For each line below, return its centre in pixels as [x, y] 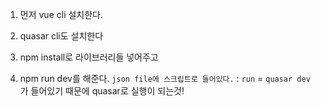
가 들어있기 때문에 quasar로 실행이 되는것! [102, 91]
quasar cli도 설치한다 [61, 36]
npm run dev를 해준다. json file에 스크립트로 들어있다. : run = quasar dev [165, 78]
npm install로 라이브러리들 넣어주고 [89, 57]
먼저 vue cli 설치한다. [61, 14]
